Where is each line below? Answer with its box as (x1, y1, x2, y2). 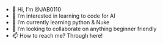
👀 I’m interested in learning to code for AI (12, 12, 115, 19)
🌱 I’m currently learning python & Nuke (12, 19, 110, 26)
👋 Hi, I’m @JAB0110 (12, 6, 62, 13)
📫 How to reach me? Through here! (12, 32, 103, 39)
